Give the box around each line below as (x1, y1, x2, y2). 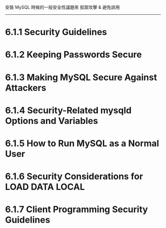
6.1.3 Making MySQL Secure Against (5, 72, 157, 83)
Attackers (5, 82, 46, 93)
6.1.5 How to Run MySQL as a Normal (5, 138, 160, 149)
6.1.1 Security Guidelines (5, 27, 107, 38)
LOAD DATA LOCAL (5, 182, 85, 192)
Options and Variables (5, 115, 98, 126)
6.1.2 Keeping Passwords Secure (5, 49, 142, 60)
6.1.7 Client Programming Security (5, 204, 148, 215)
